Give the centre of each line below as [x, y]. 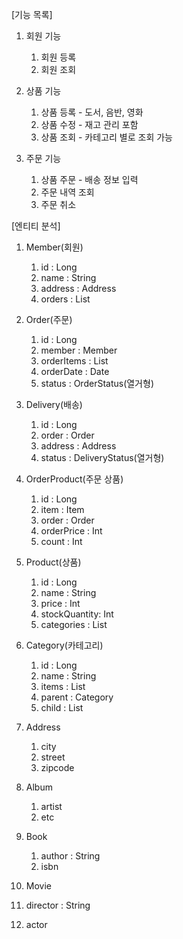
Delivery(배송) [54, 404]
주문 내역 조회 [67, 192]
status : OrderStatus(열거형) [97, 383]
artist [51, 806]
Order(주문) [49, 319]
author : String [70, 856]
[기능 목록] [32, 14]
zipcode [57, 767]
